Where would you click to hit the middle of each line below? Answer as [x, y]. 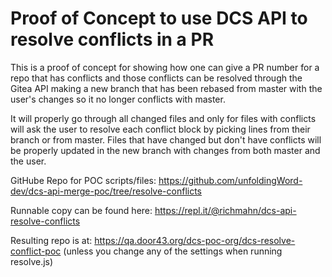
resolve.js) [32, 261]
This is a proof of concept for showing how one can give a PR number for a [165, 67]
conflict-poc [36, 251]
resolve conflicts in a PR [112, 39]
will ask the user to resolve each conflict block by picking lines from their [160, 129]
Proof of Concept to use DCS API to [159, 18]
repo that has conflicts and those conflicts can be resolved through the [156, 78]
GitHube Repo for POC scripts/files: [83, 180]
